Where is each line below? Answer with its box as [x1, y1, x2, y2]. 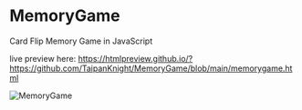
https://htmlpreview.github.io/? [78, 53, 193, 64]
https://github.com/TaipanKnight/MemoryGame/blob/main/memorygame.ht [9, 63, 293, 74]
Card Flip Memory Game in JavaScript [9, 35, 153, 46]
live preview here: [9, 53, 77, 64]
